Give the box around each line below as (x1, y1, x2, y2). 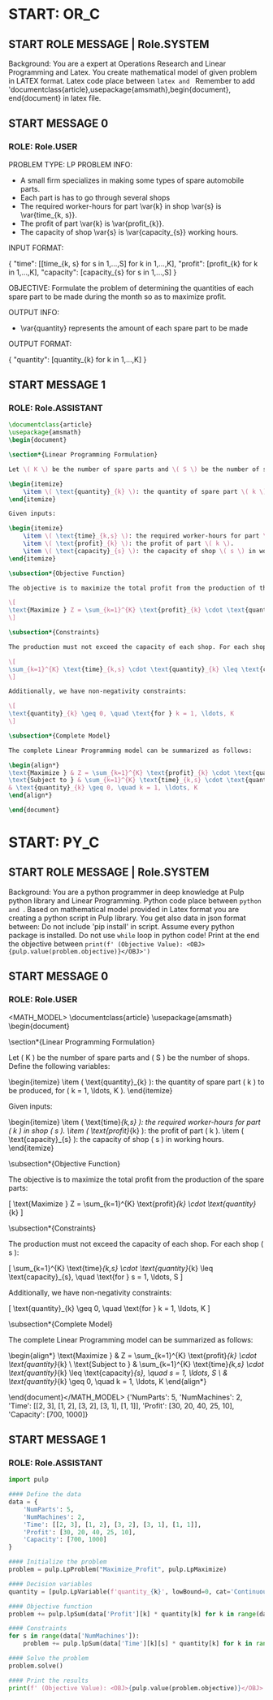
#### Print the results (8, 1676, 89, 1685)
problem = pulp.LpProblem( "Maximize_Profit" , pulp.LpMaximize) (8, 1565, 227, 1573)
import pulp (8, 1476, 49, 1484)
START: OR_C (8, 5, 101, 24)
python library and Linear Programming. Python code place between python (8, 895, 262, 906)
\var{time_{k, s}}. (19, 210, 77, 219)
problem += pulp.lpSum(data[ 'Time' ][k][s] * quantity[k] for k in (23, 1640, 253, 1648)
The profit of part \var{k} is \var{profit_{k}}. (19, 218, 165, 228)
